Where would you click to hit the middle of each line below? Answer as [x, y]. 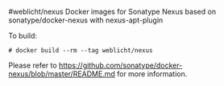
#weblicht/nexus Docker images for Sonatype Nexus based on [112, 12]
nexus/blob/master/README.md [62, 74]
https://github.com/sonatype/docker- [121, 65]
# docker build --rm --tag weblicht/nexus [81, 51]
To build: [23, 36]
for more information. [152, 74]
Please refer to [33, 65]
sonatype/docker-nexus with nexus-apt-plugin [86, 20]
